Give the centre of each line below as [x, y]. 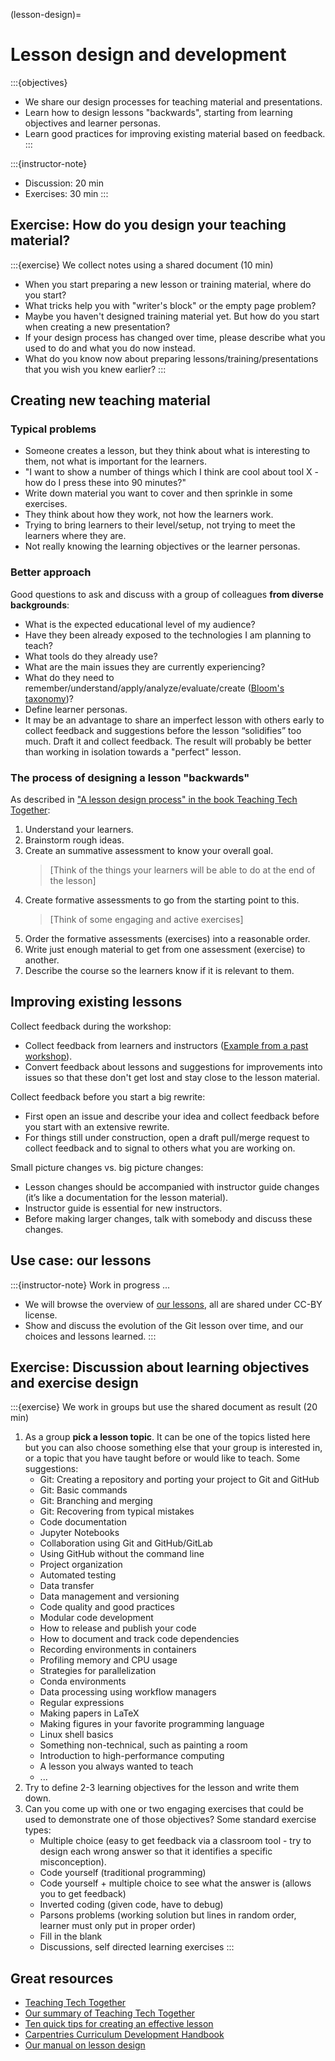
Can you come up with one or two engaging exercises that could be [164, 1809]
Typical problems [53, 429]
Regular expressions [82, 1703]
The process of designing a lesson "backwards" [130, 777]
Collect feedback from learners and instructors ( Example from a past [166, 1045]
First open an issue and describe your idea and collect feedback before [172, 1116]
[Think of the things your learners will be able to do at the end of [182, 870]
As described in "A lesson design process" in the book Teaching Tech [154, 800]
